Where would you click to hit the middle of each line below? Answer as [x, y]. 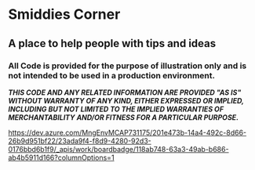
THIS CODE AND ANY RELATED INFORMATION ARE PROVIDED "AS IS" [125, 92]
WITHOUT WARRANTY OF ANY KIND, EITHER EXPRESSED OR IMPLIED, [126, 100]
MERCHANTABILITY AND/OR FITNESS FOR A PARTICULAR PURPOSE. [124, 117]
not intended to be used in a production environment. [112, 75]
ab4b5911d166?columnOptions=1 [62, 157]
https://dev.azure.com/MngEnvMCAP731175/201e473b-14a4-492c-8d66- [127, 132]
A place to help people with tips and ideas [112, 43]
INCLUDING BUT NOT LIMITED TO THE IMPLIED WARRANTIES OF [116, 109]
